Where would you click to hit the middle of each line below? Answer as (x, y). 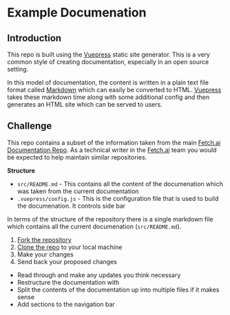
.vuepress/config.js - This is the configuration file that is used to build (118, 198)
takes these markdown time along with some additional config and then (108, 97)
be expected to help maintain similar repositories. (77, 157)
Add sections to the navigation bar (66, 304)
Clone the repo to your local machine (70, 247)
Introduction (34, 38)
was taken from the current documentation (78, 191)
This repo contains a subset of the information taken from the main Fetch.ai (114, 142)
